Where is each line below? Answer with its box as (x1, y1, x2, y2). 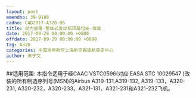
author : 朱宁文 (6, 53, 41, 59)
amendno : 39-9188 (6, 14, 49, 20)
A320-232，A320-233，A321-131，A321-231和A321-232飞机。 (17, 84, 174, 92)
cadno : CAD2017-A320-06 (6, 20, 66, 26)
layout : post (6, 8, 39, 15)
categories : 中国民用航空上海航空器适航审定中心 (6, 48, 114, 53)
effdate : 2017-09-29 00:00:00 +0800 (6, 36, 97, 42)
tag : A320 (6, 42, 31, 48)
